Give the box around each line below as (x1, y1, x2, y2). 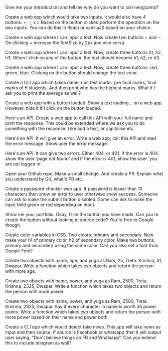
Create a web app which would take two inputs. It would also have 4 (5, 14, 146, 20)
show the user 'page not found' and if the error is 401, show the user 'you (5, 155, 157, 161)
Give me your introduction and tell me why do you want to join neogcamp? (5, 5, 159, 10)
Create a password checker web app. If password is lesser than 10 (5, 186, 143, 192)
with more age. (5, 268, 37, 274)
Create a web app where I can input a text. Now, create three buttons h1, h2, (5, 50, 162, 55)
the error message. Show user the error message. (5, 140, 108, 146)
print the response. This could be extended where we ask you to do (5, 120, 145, 126)
